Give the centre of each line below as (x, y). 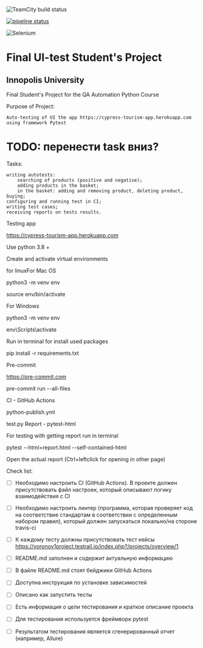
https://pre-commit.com (36, 377)
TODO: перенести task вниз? (83, 147)
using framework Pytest (36, 123)
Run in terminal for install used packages (57, 341)
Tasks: (15, 164)
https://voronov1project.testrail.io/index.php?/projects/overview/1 (97, 546)
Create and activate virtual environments (57, 259)
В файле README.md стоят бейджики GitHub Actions (83, 570)
